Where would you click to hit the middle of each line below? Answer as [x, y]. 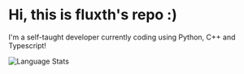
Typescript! [28, 45]
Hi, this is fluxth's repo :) [93, 15]
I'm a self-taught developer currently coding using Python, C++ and [122, 37]
